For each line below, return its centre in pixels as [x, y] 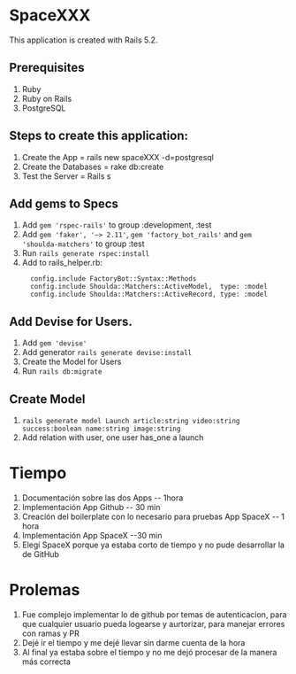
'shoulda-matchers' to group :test [83, 244]
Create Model [47, 399]
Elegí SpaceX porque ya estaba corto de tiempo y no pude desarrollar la [153, 545]
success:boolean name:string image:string [101, 429]
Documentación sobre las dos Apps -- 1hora [102, 498]
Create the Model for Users [72, 362]
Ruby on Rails [47, 98]
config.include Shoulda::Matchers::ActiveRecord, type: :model [149, 294]
